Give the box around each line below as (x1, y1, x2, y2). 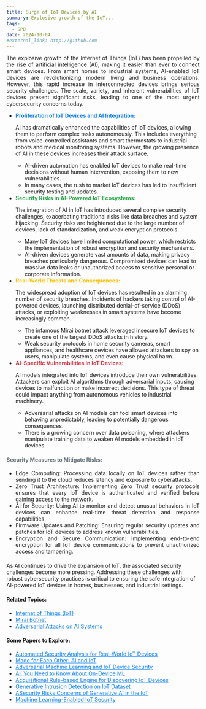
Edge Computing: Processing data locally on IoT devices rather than (15, 470, 200, 477)
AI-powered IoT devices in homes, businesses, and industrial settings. (6, 581, 183, 589)
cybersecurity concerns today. (6, 100, 84, 107)
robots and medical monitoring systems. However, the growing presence (15, 144, 199, 150)
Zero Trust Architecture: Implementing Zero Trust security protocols (15, 482, 200, 490)
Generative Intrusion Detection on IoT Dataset (15, 683, 131, 691)
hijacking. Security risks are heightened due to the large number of (15, 219, 185, 227)
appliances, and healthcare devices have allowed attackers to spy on (24, 346, 199, 354)
